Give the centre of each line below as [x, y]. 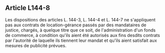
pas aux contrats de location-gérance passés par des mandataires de [76, 25]
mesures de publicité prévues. [36, 45]
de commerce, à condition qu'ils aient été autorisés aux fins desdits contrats [82, 35]
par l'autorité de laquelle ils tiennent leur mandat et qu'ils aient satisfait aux [81, 40]
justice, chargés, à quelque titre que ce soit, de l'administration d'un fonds [81, 30]
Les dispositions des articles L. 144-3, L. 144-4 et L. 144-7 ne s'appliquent [81, 19]
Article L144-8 [28, 8]
